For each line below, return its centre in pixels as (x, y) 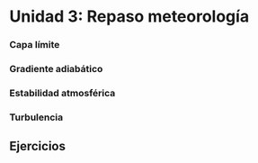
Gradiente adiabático (56, 69)
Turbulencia (36, 117)
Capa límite (35, 45)
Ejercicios (37, 146)
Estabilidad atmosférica (62, 93)
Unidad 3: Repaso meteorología (129, 17)
